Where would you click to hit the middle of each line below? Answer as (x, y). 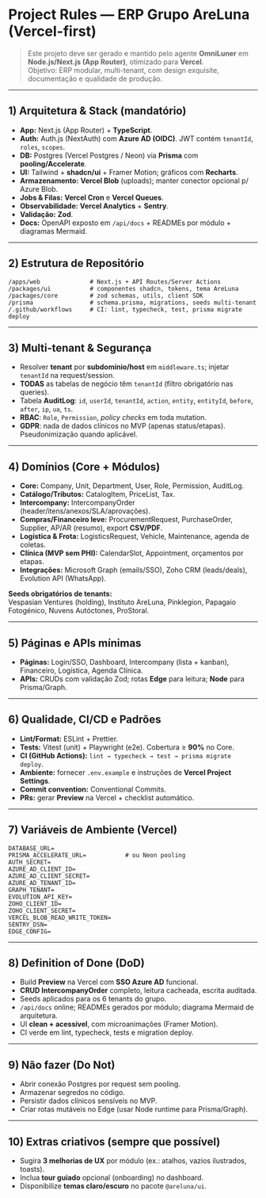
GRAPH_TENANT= (32, 890)
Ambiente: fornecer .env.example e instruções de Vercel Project (125, 772)
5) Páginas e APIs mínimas (75, 643)
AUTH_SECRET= (30, 862)
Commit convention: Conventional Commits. (93, 789)
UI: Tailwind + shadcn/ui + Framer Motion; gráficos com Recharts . (129, 172)
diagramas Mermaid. (53, 231)
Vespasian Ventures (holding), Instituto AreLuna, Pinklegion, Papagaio (122, 602)
